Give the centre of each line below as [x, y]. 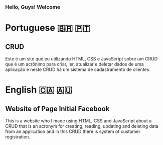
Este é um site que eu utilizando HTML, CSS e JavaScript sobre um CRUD [81, 58]
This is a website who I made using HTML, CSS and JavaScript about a [78, 121]
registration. [18, 136]
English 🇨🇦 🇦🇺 [39, 90]
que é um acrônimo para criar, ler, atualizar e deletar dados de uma [74, 64]
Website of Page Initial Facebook [57, 108]
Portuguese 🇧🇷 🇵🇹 [48, 28]
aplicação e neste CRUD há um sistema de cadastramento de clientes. [78, 69]
